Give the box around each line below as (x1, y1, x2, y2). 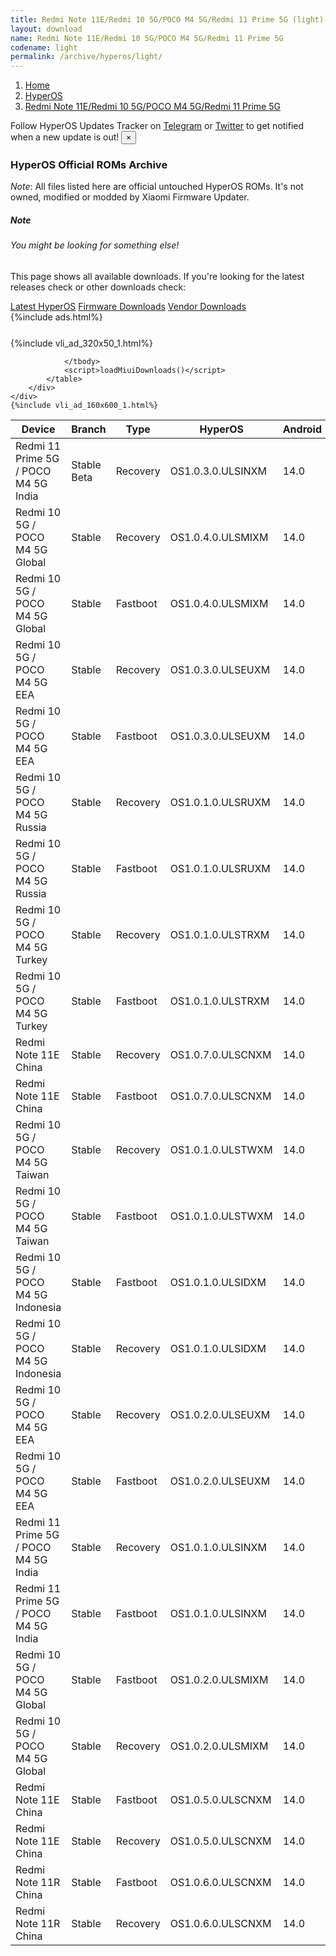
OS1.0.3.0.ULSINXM (169, 464, 267, 478)
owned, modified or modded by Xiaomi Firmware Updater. (10, 191, 250, 203)
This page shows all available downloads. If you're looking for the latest (10, 271, 305, 282)
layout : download (10, 24, 83, 34)
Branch (71, 422, 107, 436)
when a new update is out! (10, 131, 120, 143)
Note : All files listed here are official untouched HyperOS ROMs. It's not (10, 181, 304, 193)
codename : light (10, 42, 78, 53)
